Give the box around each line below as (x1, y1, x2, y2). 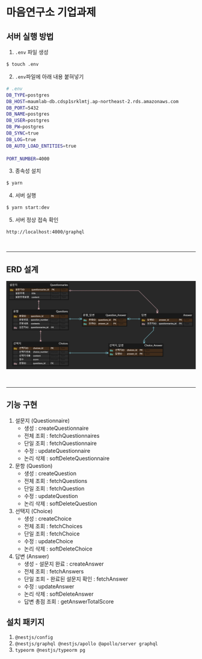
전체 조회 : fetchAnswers (23, 567, 84, 575)
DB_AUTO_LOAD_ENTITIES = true (6, 143, 77, 149)
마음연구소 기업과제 (6, 5, 96, 19)
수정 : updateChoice (23, 537, 73, 544)
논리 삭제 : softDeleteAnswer (23, 590, 94, 598)
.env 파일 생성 (14, 49, 49, 55)
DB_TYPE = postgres (6, 92, 50, 98)
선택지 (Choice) (14, 507, 53, 514)
